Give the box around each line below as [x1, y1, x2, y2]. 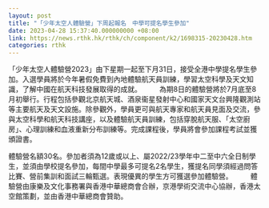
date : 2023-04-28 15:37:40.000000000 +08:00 [8, 26, 159, 34]
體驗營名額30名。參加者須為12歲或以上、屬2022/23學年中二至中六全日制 [8, 151, 250, 161]
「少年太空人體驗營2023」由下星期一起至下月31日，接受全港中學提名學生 [8, 65, 251, 74]
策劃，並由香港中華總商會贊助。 [22, 191, 128, 201]
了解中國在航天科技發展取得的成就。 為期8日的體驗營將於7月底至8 [22, 85, 257, 94]
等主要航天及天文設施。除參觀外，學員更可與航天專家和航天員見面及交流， [8, 105, 254, 114]
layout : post [8, 11, 52, 20]
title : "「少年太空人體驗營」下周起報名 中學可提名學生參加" [8, 19, 190, 27]
